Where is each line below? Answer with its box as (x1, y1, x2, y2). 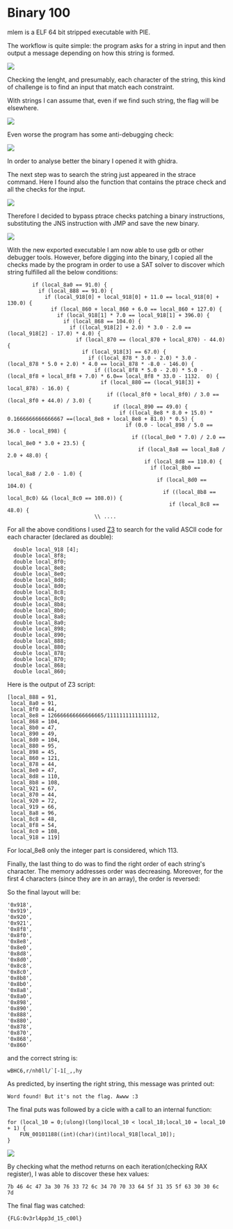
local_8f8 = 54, (10, 821, 58, 828)
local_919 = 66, (10, 803, 58, 810)
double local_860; (13, 667, 67, 675)
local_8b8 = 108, (10, 779, 61, 786)
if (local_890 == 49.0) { (113, 403, 188, 410)
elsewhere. (7, 103, 39, 112)
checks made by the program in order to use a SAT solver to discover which (7, 260, 225, 269)
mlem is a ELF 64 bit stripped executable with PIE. (7, 28, 151, 36)
